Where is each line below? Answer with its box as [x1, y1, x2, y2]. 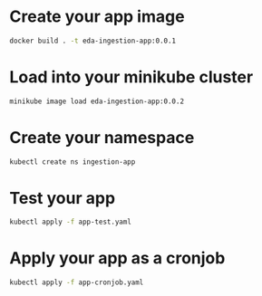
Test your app [9, 187, 116, 208]
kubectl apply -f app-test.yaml [9, 217, 131, 227]
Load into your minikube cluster [9, 67, 254, 87]
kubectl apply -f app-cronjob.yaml [9, 278, 144, 287]
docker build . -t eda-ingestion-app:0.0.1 [9, 36, 177, 45]
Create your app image [9, 6, 185, 27]
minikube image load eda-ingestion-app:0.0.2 [9, 97, 184, 106]
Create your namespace [9, 127, 195, 148]
